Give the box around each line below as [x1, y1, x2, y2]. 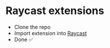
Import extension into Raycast [14, 29, 87, 36]
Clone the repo [14, 23, 51, 30]
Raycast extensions [5, 4, 105, 18]
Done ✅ [14, 36, 34, 43]
